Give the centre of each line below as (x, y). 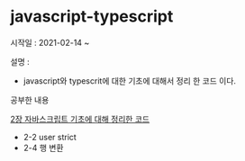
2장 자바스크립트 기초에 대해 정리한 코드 (80, 119)
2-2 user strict (50, 137)
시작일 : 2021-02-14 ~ (50, 42)
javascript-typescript (92, 17)
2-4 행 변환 (43, 148)
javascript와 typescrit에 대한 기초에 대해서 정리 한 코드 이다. (130, 80)
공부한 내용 (30, 100)
